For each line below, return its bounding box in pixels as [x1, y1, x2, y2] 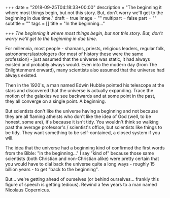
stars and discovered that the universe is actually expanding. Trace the [5, 88, 154, 93]
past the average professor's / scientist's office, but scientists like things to [5, 124, 162, 130]
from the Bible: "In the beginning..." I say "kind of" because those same [5, 150, 154, 156]
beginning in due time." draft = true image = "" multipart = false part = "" [5, 15, 157, 21]
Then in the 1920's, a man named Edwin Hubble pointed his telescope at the [5, 82, 164, 88]
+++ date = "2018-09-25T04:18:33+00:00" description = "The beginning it [5, 5, 162, 10]
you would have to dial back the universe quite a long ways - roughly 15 [5, 161, 155, 167]
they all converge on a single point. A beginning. [5, 98, 106, 104]
